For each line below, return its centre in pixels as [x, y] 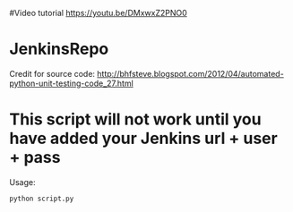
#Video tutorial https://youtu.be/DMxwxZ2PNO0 [98, 13]
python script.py [42, 199]
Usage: [22, 182]
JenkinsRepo [59, 49]
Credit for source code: [52, 73]
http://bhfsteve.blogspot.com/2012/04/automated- [190, 73]
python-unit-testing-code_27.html [72, 83]
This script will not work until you [135, 119]
